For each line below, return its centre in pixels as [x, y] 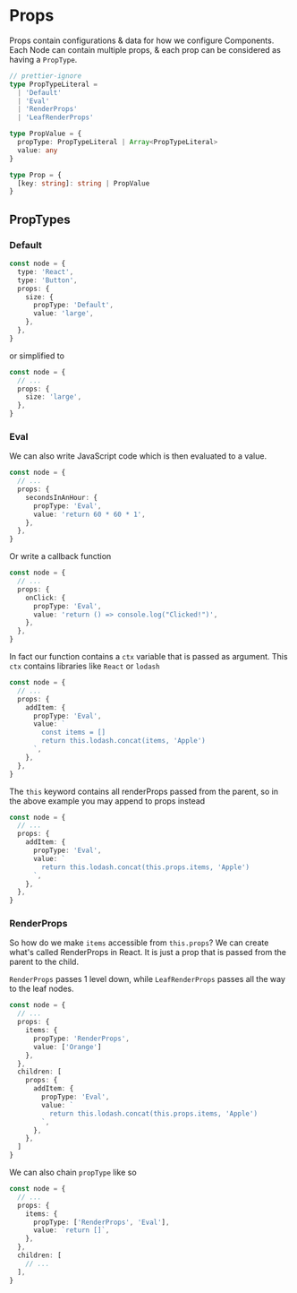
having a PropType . [43, 59]
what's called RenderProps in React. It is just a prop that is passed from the [148, 953]
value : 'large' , [63, 314]
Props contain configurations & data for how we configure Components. [142, 40]
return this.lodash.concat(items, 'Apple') [123, 741]
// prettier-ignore [46, 76]
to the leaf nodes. [42, 989]
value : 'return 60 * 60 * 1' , [89, 514]
